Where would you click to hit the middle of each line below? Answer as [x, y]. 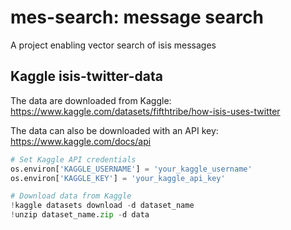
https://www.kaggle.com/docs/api [81, 141]
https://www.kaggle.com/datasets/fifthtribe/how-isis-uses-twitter [145, 111]
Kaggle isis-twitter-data [86, 76]
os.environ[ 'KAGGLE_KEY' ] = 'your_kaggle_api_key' [118, 178]
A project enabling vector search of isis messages [113, 45]
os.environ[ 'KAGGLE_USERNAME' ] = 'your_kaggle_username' [131, 169]
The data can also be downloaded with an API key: [114, 130]
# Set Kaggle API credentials [73, 159]
